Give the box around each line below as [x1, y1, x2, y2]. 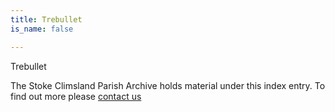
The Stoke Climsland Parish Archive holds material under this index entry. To [10, 79, 326, 91]
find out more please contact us [10, 90, 142, 102]
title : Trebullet [10, 14, 83, 25]
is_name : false [10, 24, 74, 34]
